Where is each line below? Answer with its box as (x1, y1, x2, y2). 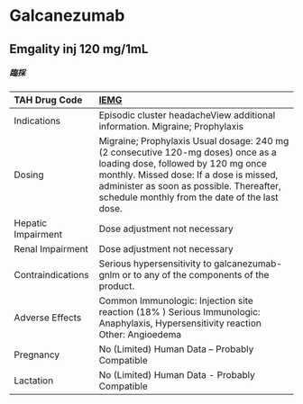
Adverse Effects (14, 311, 82, 324)
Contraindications (14, 268, 89, 281)
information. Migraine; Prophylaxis (98, 120, 243, 132)
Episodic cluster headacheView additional (98, 109, 276, 121)
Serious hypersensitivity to (98, 257, 212, 270)
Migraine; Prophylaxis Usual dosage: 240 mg (98, 134, 289, 147)
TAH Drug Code (14, 94, 83, 106)
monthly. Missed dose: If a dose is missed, (98, 168, 279, 181)
